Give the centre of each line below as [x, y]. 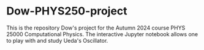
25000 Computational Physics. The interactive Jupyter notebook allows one [102, 34]
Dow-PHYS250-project [67, 11]
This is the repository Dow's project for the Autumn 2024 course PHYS [96, 28]
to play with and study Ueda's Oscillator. [57, 40]
